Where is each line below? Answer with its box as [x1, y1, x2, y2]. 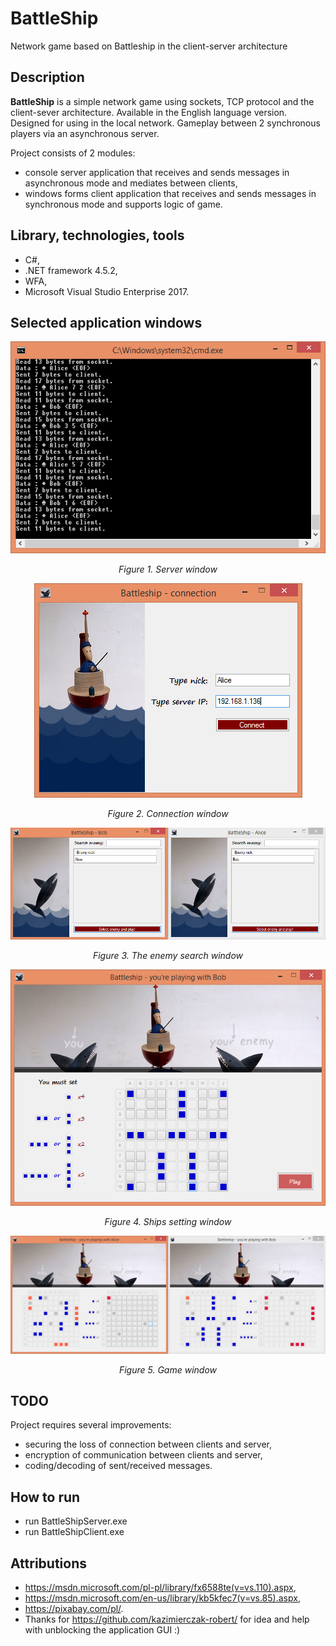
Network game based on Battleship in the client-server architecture [10, 40, 288, 52]
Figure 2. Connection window [107, 807, 229, 819]
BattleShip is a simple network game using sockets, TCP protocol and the [10, 95, 315, 107]
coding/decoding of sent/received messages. [24, 1460, 213, 1472]
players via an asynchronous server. [10, 127, 160, 139]
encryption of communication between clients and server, [24, 1449, 263, 1461]
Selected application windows [10, 314, 203, 331]
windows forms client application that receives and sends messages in [24, 187, 317, 199]
